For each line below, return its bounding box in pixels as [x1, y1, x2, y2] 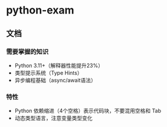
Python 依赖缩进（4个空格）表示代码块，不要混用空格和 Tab [14, 107, 161, 115]
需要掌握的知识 [6, 48, 49, 56]
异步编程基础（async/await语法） [14, 76, 96, 83]
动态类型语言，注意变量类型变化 [14, 115, 93, 122]
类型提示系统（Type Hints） [14, 69, 83, 76]
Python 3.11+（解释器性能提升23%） [14, 62, 104, 69]
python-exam [6, 4, 75, 17]
